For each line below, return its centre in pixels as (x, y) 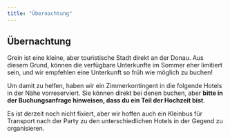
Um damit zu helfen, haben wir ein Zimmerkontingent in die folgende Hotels (115, 86)
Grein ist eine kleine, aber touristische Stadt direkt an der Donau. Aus (105, 58)
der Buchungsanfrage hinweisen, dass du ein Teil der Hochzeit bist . (106, 100)
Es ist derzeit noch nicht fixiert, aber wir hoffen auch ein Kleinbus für (105, 114)
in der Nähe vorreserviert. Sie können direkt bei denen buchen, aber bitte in (115, 93)
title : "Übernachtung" (40, 13)
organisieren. (26, 129)
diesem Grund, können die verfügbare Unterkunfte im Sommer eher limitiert (115, 65)
